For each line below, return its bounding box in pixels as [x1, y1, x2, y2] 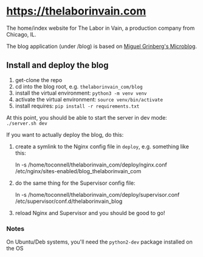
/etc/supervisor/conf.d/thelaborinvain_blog [15, 197, 123, 205]
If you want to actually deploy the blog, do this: [6, 131, 124, 138]
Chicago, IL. [6, 30, 36, 38]
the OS [6, 245, 24, 252]
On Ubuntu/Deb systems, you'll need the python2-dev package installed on [6, 238, 193, 245]
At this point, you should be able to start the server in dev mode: [6, 114, 167, 121]
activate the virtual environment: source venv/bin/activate [15, 95, 163, 103]
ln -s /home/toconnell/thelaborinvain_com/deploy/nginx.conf [15, 161, 167, 168]
